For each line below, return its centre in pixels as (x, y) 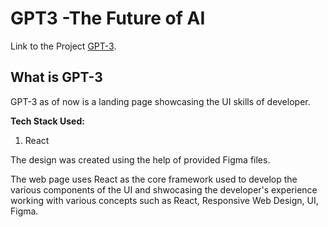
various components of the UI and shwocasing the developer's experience (164, 189)
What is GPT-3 (56, 77)
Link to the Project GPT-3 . (63, 46)
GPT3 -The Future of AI (108, 18)
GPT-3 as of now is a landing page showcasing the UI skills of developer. (160, 101)
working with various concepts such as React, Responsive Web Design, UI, (164, 200)
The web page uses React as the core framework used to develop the (154, 179)
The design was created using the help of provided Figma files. (140, 159)
